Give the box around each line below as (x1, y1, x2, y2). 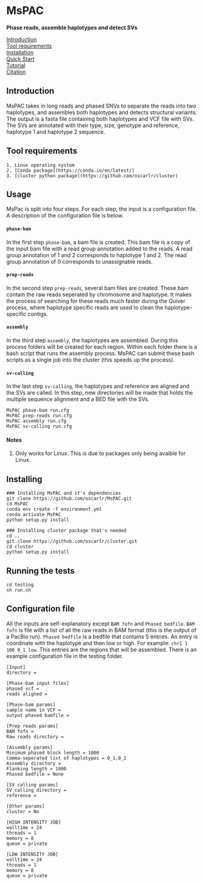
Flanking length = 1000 (6, 765, 67, 772)
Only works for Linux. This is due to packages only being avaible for (15, 450, 186, 457)
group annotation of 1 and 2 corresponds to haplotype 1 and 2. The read (6, 251, 187, 258)
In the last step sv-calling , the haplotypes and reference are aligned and (6, 382, 190, 390)
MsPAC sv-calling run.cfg (6, 423, 72, 429)
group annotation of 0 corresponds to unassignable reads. (6, 258, 153, 265)
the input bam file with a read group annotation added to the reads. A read (6, 245, 193, 252)
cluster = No (6, 808, 40, 814)
